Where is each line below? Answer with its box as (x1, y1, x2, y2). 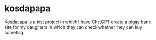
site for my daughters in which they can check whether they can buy (4, 24, 142, 30)
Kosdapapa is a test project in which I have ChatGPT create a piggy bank (4, 19, 151, 25)
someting (4, 29, 24, 35)
